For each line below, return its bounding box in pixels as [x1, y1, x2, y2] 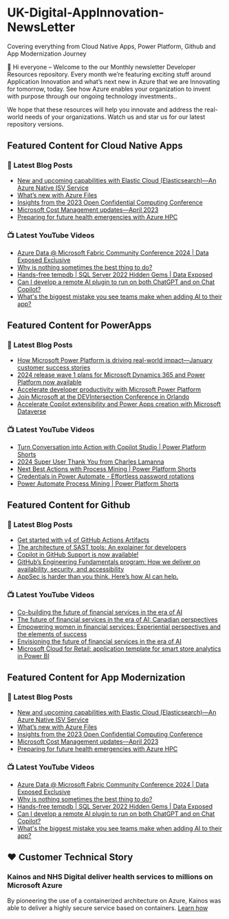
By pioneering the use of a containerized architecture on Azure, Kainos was [7, 896, 221, 905]
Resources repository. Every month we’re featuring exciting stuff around [7, 70, 211, 78]
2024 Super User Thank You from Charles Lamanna [17, 457, 164, 466]
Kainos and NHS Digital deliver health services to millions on [7, 872, 213, 882]
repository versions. [7, 120, 64, 128]
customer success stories [17, 363, 91, 371]
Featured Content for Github [7, 499, 131, 511]
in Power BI [17, 651, 50, 660]
